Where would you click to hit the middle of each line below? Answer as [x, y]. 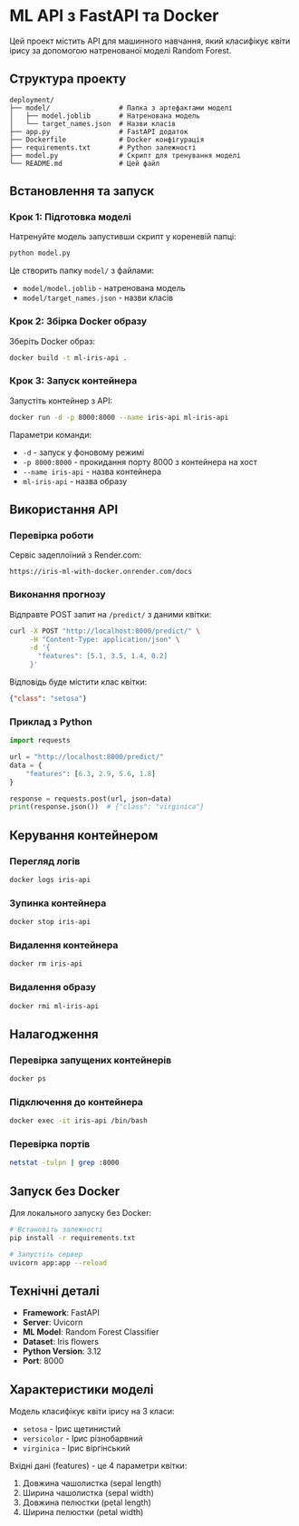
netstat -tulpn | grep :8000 [64, 1163]
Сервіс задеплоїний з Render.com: [76, 555]
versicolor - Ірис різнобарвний [82, 1439]
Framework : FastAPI [61, 1313]
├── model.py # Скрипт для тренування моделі [125, 155]
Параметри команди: [51, 434]
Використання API [64, 510]
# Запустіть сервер [46, 1254]
